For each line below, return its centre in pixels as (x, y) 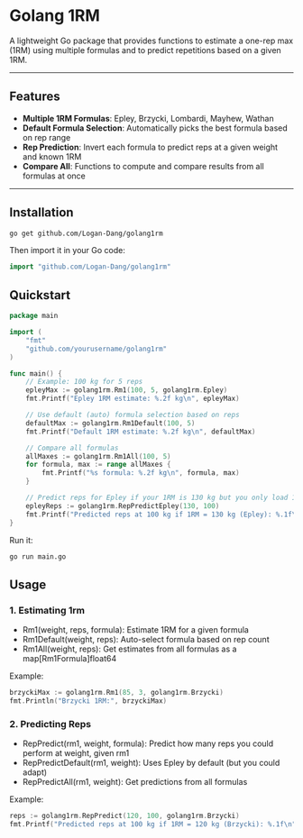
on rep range (46, 137)
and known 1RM (52, 156)
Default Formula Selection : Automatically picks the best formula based (155, 128)
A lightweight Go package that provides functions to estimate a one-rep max (151, 41)
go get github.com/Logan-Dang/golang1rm (87, 233)
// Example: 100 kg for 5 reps (84, 382)
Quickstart (40, 295)
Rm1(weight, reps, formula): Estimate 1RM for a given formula (136, 630)
